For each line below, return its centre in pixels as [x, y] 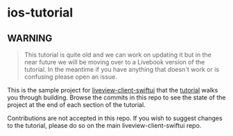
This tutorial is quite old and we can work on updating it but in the [118, 55]
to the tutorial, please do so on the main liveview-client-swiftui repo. [104, 125]
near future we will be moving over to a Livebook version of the [114, 62]
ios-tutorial [40, 13]
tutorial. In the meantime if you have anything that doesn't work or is [122, 69]
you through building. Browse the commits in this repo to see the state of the [116, 97]
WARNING [30, 38]
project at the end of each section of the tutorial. [76, 105]
